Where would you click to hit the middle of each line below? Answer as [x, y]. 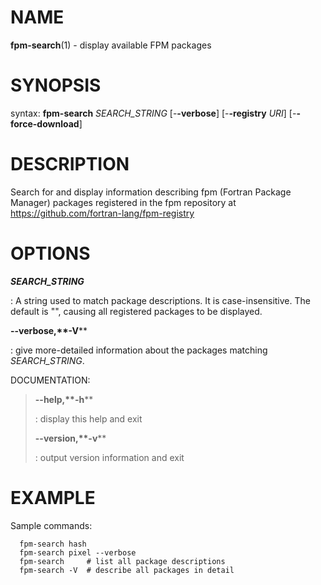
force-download [45, 123]
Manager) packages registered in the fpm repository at [123, 202]
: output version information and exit [109, 457]
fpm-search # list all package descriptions [122, 561]
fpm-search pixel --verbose [78, 552]
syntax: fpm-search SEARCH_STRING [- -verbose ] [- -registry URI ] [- [153, 113]
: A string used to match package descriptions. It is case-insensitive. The [160, 300]
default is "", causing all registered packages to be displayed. [136, 311]
